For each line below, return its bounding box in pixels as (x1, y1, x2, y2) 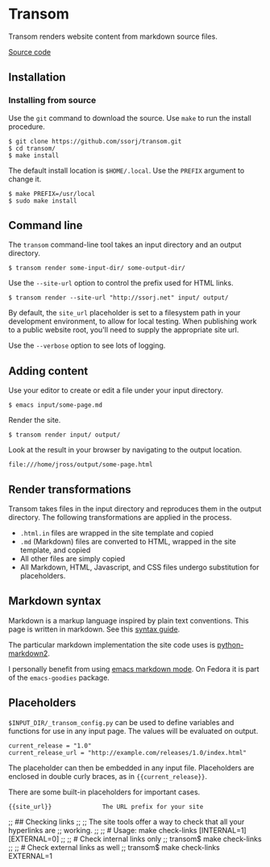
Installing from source (8, 94, 97, 106)
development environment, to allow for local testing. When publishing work (8, 316, 257, 327)
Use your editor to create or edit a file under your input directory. (8, 386, 223, 395)
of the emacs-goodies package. (8, 673, 110, 682)
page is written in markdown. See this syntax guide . (8, 624, 181, 634)
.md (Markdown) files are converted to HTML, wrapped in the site (19, 537, 236, 547)
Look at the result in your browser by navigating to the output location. (8, 445, 242, 455)
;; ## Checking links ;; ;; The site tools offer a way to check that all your (8, 816, 245, 827)
